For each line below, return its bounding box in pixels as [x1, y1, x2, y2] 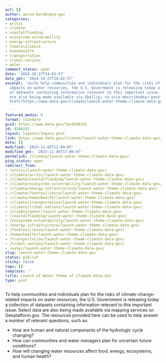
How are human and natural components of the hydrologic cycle [12, 327, 143, 333]
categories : [5, 16, 30, 21]
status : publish [5, 255, 39, 260]
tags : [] [5, 264, 23, 269]
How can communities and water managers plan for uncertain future [12, 338, 152, 344]
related [5, 297, 20, 303]
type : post [5, 278, 28, 283]
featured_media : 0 [5, 113, 43, 118]
